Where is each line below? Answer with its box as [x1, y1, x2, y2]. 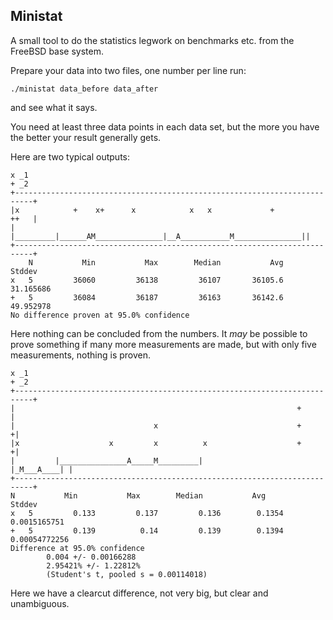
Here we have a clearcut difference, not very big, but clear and [10, 587, 269, 599]
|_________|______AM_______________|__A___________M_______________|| [10, 231, 311, 241]
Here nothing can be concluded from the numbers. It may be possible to [10, 327, 308, 339]
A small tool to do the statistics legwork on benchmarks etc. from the [10, 34, 295, 46]
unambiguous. [10, 597, 70, 609]
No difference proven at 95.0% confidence [10, 310, 190, 320]
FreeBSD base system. [10, 45, 105, 57]
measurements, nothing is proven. [10, 349, 152, 361]
